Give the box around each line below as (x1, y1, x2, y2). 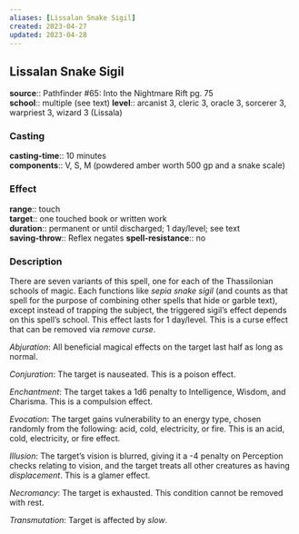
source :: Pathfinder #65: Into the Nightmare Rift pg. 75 (9, 88, 214, 99)
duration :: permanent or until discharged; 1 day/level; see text (9, 222, 241, 233)
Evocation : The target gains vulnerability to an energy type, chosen (9, 414, 262, 425)
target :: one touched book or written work (9, 213, 167, 223)
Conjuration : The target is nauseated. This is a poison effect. (9, 369, 236, 380)
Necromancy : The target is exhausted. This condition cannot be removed (9, 488, 284, 499)
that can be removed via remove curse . (9, 324, 156, 335)
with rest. (9, 497, 45, 509)
